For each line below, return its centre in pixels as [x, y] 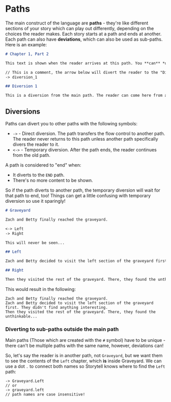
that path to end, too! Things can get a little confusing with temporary [78, 196]
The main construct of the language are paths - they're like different [77, 23]
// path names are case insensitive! [45, 395]
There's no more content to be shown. [53, 180]
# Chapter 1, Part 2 [27, 54]
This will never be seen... [35, 243]
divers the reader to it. [36, 144]
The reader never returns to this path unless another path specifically [85, 139]
